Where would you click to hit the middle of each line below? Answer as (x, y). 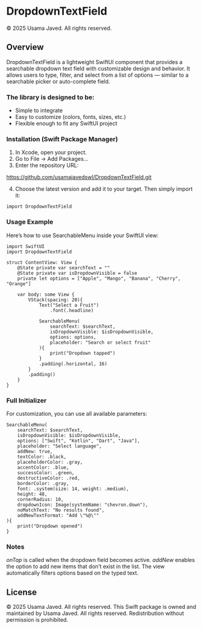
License (22, 592)
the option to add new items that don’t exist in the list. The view (86, 567)
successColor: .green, (46, 473)
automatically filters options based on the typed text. (72, 573)
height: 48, (32, 494)
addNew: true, (35, 451)
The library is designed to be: (50, 97)
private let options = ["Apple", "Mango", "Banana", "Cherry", (99, 279)
